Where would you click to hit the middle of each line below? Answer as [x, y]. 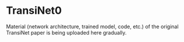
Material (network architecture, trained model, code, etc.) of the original [93, 26]
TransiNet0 [34, 11]
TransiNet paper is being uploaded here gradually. [66, 32]
